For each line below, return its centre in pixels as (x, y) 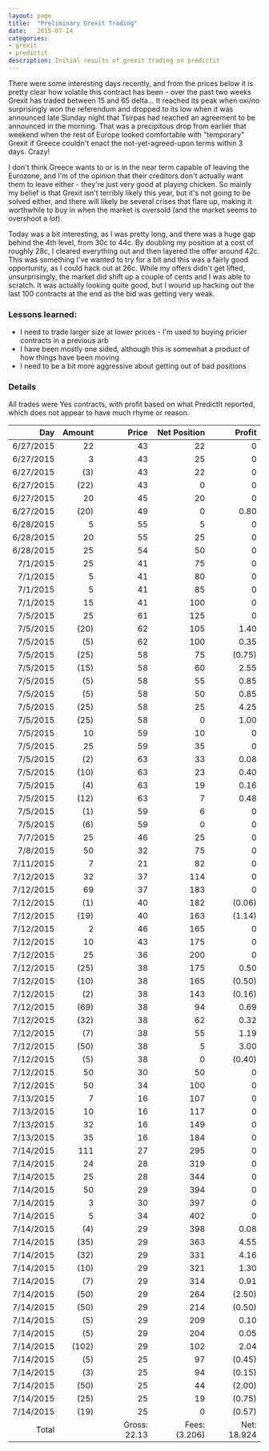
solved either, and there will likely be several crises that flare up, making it (130, 201)
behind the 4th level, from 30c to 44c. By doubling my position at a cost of (131, 243)
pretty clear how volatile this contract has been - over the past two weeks (130, 92)
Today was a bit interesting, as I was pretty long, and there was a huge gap (132, 234)
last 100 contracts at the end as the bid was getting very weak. (112, 293)
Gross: (136, 1425)
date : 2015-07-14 (41, 31)
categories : (28, 38)
